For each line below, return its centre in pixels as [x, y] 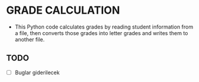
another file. [29, 39]
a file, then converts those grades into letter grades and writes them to [101, 33]
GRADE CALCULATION [63, 10]
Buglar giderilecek [37, 72]
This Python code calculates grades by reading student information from [104, 27]
